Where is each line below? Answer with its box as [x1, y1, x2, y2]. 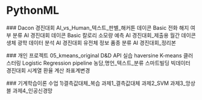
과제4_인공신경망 [12, 87, 53, 94]
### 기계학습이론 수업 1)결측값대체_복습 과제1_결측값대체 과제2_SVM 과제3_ [6, 79, 186, 87]
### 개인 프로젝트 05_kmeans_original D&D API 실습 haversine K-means [6, 51, 182, 59]
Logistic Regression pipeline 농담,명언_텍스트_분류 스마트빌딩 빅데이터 [22, 59, 191, 66]
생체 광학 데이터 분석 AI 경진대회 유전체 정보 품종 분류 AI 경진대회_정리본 [6, 39, 177, 46]
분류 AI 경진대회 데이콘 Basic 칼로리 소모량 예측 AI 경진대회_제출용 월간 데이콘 [12, 31, 196, 39]
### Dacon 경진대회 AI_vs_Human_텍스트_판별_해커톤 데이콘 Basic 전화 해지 [6, 24, 189, 31]
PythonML [6, 4, 59, 17]
